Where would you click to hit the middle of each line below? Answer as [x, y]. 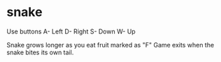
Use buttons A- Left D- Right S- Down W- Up [71, 31]
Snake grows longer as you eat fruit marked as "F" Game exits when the [110, 45]
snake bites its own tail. [40, 52]
